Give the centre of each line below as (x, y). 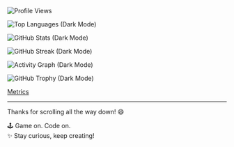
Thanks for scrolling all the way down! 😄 (66, 112)
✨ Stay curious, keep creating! (51, 136)
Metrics (18, 92)
